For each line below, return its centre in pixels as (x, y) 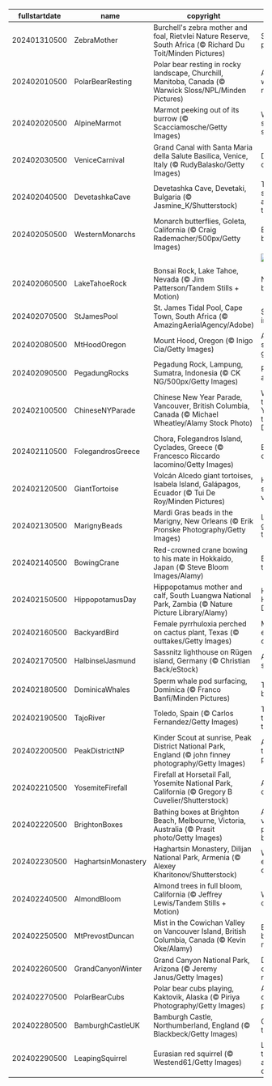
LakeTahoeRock (100, 283)
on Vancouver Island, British (200, 931)
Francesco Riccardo (187, 456)
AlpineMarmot (98, 123)
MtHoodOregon (100, 344)
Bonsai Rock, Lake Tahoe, (196, 270)
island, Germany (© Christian (202, 661)
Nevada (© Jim (179, 279)
